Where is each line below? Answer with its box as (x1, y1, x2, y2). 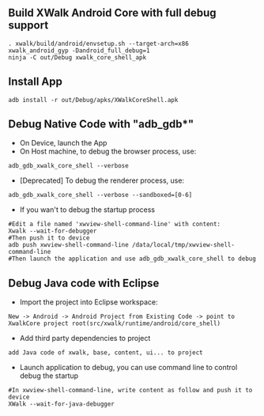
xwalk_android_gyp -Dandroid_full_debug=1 (8, 47, 150, 55)
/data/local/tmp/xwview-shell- (131, 241, 236, 249)
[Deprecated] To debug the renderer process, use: (19, 176, 184, 185)
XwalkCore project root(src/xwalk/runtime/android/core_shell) (8, 320, 221, 327)
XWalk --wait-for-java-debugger (8, 400, 115, 408)
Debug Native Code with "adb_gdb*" (8, 118, 194, 131)
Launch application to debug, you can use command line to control (19, 363, 238, 373)
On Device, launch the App (19, 138, 107, 148)
